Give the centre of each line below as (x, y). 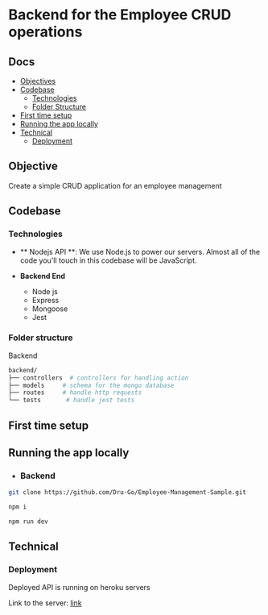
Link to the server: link (45, 603)
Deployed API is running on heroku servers (79, 587)
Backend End (43, 276)
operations (45, 32)
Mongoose (50, 309)
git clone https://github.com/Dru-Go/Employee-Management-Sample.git (128, 492)
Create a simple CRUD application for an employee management (115, 185)
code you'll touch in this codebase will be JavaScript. (108, 260)
